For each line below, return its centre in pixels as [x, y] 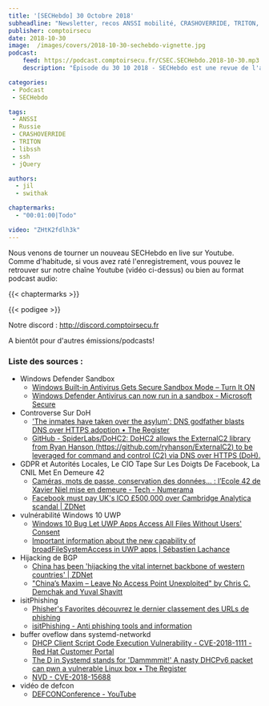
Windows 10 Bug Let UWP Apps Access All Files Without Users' [137, 523]
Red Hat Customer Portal [73, 651]
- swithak [32, 193]
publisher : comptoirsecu [50, 30]
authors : [23, 179]
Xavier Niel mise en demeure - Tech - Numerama [112, 489]
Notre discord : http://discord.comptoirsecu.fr [84, 325]
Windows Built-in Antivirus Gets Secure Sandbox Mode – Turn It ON [143, 387]
